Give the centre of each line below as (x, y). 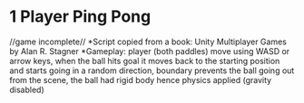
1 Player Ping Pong (80, 17)
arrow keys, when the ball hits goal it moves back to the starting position (145, 61)
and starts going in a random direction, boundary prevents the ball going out (152, 70)
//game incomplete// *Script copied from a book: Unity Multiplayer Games (148, 42)
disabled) (27, 89)
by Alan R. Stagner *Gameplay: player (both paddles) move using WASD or (150, 51)
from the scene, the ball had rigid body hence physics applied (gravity (141, 80)
